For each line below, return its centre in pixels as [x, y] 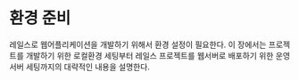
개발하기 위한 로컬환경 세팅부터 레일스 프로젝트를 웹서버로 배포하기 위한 [149, 55]
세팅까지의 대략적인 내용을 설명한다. [87, 67]
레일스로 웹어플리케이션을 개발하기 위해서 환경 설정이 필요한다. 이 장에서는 [138, 44]
